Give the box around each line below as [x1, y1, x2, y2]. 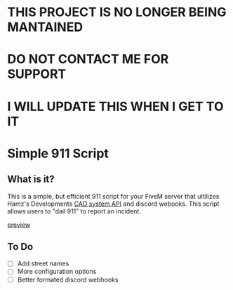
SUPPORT [7, 66, 67, 82]
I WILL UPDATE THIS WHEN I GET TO [7, 98, 224, 114]
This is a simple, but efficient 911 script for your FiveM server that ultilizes [7, 192, 220, 200]
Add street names [17, 259, 69, 268]
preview [7, 220, 31, 229]
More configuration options [17, 268, 97, 276]
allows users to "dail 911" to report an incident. [7, 206, 142, 215]
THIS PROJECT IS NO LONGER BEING [7, 4, 227, 20]
